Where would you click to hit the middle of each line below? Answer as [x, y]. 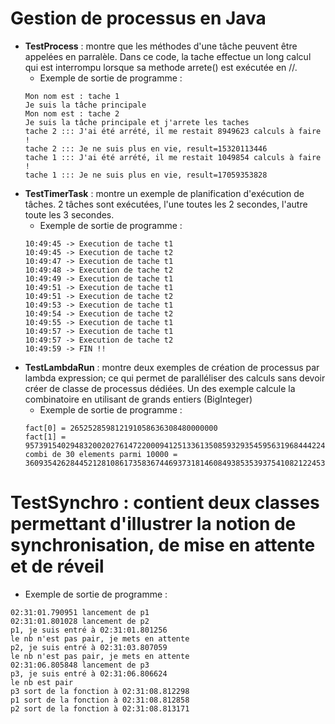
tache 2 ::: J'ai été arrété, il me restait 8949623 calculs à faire [173, 131]
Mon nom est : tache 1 [72, 96]
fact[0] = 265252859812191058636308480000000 [121, 428]
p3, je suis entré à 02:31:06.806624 [89, 673]
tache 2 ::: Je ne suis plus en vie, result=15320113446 [146, 148]
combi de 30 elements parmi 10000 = [101, 454]
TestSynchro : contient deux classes [165, 503]
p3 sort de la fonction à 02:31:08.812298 [100, 691]
